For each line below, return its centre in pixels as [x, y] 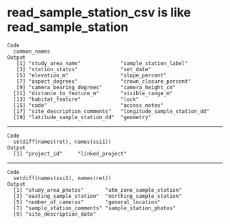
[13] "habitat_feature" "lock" [76, 99]
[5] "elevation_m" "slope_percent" [91, 75]
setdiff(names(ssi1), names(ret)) [62, 178]
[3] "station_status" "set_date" [84, 69]
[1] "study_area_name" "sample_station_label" [102, 63]
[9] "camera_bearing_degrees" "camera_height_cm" [96, 87]
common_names [32, 51]
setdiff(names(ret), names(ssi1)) [62, 142]
